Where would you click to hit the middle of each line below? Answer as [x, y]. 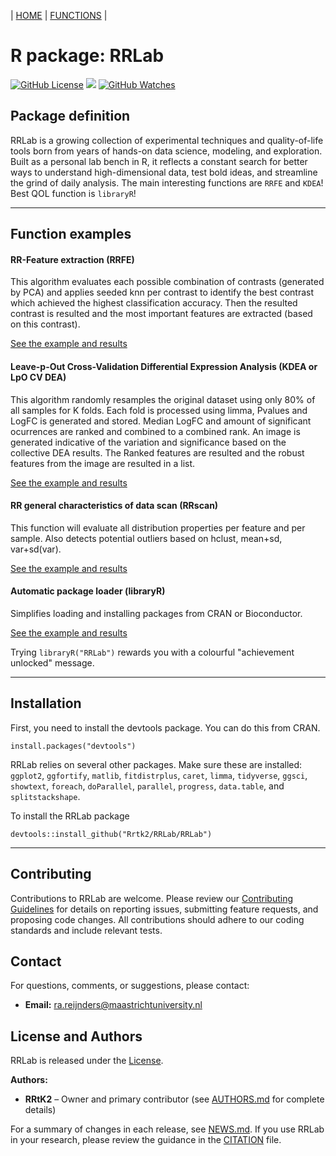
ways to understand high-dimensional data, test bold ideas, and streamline [164, 172]
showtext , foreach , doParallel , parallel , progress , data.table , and [147, 786]
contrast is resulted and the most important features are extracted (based [161, 314]
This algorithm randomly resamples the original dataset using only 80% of [163, 399]
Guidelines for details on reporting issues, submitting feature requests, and [164, 909]
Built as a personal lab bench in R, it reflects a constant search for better [159, 161]
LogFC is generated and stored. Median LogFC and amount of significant [161, 421]
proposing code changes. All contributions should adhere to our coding [157, 919]
